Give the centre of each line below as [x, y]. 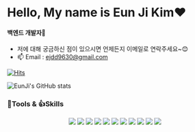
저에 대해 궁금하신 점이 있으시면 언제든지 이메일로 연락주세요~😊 [102, 49]
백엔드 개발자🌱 [26, 33]
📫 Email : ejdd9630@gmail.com [62, 57]
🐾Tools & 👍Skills [35, 104]
